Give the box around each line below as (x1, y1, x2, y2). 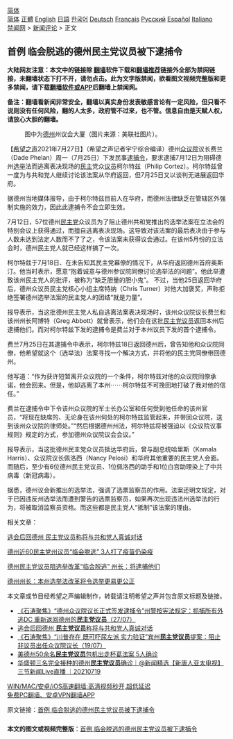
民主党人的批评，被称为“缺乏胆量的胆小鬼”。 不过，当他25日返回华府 (25, 276, 223, 284)
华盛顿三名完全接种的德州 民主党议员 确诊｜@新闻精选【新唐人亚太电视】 (17, 658, 224, 667)
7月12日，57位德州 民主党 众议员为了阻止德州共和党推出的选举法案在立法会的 (7, 217, 225, 226)
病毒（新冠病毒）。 (7, 471, 59, 479)
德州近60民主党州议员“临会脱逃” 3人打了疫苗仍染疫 (7, 547, 154, 556)
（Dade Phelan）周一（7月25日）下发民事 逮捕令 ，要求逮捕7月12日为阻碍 (7, 153, 216, 161)
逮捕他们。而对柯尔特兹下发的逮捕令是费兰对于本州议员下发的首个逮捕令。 (7, 325, 220, 333)
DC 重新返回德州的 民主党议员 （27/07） (23, 615, 137, 623)
